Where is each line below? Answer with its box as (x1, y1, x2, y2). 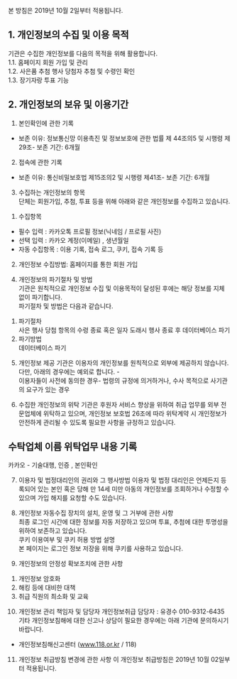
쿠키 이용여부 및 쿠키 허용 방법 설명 (18, 536, 116, 544)
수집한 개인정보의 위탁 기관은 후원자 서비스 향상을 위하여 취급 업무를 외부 (18, 400, 219, 408)
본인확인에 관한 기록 (18, 119, 74, 127)
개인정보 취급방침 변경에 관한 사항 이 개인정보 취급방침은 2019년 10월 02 (18, 656, 219, 664)
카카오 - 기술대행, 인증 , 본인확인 (8, 461, 98, 469)
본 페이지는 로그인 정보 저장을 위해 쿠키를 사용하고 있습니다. (18, 544, 184, 553)
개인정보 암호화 (18, 575, 61, 583)
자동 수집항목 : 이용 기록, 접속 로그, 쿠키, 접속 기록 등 (18, 244, 164, 254)
